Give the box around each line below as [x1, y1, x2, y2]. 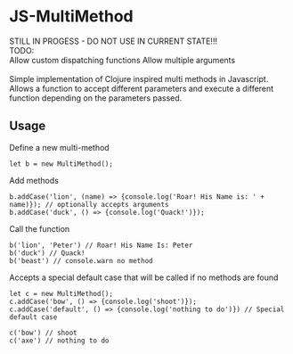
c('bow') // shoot [9, 328, 77, 337]
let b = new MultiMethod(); [9, 159, 114, 169]
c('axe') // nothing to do [9, 336, 110, 345]
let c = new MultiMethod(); [9, 289, 114, 298]
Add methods [9, 175, 60, 185]
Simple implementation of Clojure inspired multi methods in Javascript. [9, 73, 269, 84]
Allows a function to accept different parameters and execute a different [9, 83, 274, 94]
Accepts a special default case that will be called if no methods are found [9, 272, 279, 283]
